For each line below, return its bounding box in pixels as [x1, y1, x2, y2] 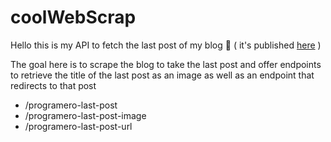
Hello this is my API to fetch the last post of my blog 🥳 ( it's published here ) [10, 39, 322, 51]
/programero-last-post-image [24, 109, 147, 121]
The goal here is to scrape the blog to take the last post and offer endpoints [10, 58, 322, 70]
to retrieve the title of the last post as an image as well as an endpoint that [10, 69, 315, 81]
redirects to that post [10, 79, 97, 91]
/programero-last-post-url [24, 120, 133, 132]
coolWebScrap [10, 6, 137, 29]
